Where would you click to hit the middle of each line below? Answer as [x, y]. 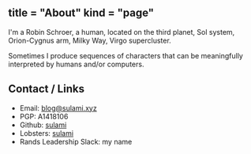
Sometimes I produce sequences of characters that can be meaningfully [126, 55]
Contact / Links [47, 89]
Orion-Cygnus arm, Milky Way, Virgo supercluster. [90, 40]
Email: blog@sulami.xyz [58, 108]
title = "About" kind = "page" [81, 13]
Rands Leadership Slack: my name [76, 141]
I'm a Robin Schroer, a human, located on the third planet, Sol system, [122, 32]
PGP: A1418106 [44, 116]
